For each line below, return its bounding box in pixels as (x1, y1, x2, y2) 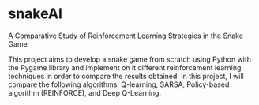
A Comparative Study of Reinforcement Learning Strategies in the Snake (8, 31, 243, 40)
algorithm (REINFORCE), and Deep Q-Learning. (8, 88, 162, 97)
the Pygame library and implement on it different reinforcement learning (8, 62, 242, 72)
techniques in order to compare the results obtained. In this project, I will (8, 71, 245, 81)
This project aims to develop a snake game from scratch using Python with (8, 54, 251, 64)
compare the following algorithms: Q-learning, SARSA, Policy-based (8, 80, 230, 89)
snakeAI (8, 5, 63, 23)
